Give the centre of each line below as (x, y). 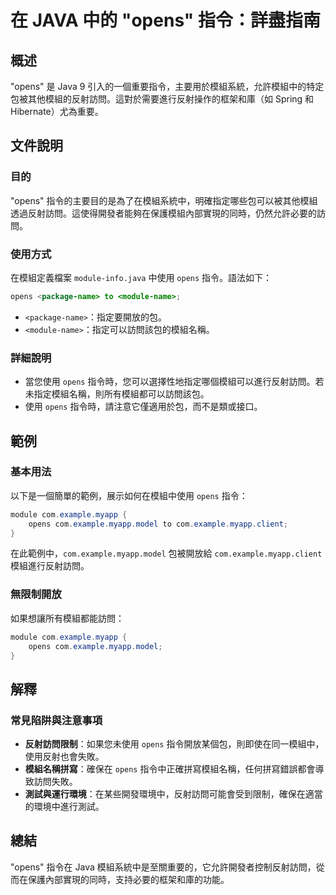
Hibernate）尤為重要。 (57, 111)
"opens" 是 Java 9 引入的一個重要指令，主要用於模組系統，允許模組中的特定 (167, 86)
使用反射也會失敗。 (64, 757)
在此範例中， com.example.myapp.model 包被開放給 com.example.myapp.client (166, 553)
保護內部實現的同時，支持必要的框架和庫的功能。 (128, 879)
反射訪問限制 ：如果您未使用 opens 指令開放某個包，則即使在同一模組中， (174, 744)
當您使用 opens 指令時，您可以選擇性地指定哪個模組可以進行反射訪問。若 (174, 382)
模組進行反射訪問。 (50, 566)
